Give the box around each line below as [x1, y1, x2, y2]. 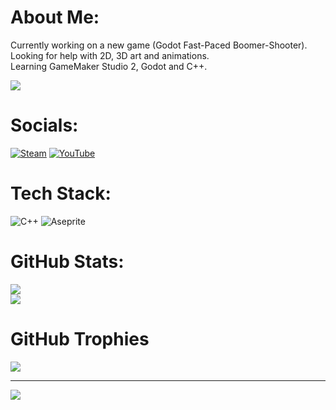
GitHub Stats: [10, 251, 125, 273]
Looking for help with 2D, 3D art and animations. [10, 49, 210, 61]
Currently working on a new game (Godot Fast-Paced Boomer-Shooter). [10, 39, 308, 51]
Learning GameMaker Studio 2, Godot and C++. [10, 60, 208, 72]
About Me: [10, 6, 100, 29]
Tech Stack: [10, 182, 112, 205]
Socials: [10, 114, 79, 137]
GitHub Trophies [10, 327, 150, 350]
